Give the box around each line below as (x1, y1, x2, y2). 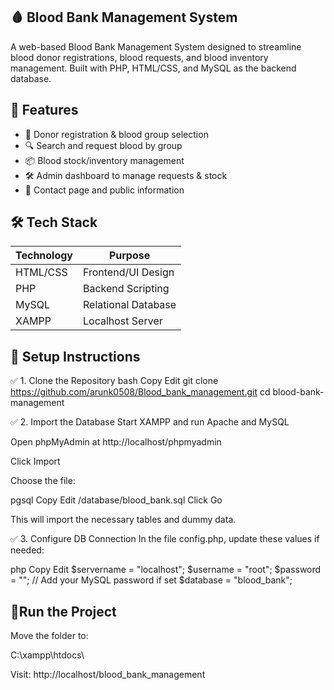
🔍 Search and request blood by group (24, 139, 183, 151)
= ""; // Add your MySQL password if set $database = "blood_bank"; (10, 574, 293, 586)
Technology (15, 249, 73, 263)
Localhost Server (83, 314, 163, 328)
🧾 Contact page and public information (24, 184, 185, 196)
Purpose (108, 249, 151, 263)
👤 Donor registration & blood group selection (24, 128, 209, 140)
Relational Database (83, 298, 177, 312)
